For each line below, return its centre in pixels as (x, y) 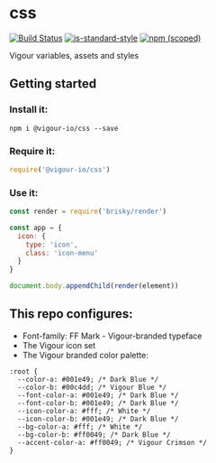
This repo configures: (71, 314)
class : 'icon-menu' (62, 253)
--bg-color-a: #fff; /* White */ (80, 427)
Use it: (24, 192)
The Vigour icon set (59, 345)
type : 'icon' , (52, 245)
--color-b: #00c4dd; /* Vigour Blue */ (92, 387)
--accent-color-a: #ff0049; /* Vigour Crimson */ (112, 442)
